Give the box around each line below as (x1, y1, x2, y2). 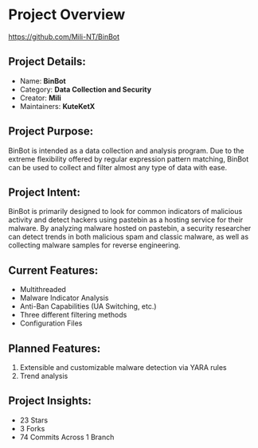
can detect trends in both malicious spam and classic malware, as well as (8, 232, 249, 242)
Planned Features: (8, 341, 101, 355)
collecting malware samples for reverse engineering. (8, 240, 181, 250)
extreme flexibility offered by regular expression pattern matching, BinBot (8, 154, 249, 164)
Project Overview (8, 6, 126, 24)
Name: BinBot (19, 76, 66, 85)
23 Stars (19, 415, 49, 425)
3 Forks (19, 423, 45, 433)
